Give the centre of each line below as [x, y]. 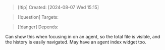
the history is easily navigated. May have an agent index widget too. [76, 42]
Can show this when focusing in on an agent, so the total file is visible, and [83, 37]
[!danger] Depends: [38, 27]
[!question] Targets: [38, 17]
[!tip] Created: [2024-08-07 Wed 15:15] [58, 7]
